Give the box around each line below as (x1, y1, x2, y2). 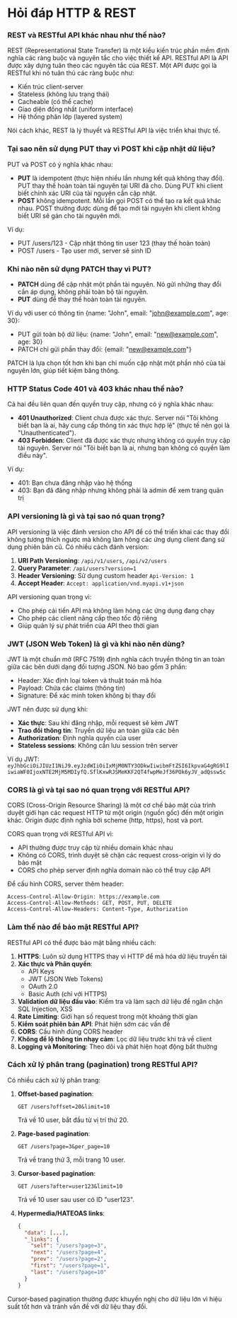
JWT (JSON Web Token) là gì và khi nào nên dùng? (7, 639, 185, 649)
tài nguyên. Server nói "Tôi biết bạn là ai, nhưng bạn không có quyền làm (17, 444, 230, 452)
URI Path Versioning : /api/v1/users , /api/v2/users (17, 556, 168, 565)
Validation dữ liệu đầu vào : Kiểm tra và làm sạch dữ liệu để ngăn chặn (17, 997, 223, 1005)
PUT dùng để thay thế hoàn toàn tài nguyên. (17, 295, 147, 304)
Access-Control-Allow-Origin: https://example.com (7, 894, 160, 901)
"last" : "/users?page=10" (30, 1268, 108, 1276)
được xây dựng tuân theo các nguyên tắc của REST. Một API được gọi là (7, 62, 217, 70)
